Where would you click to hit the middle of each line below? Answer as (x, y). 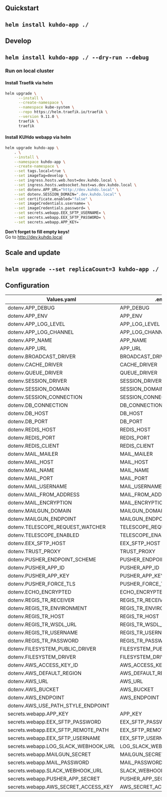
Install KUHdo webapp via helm (38, 137)
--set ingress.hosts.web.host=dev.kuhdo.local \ (65, 180)
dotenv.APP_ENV (28, 316)
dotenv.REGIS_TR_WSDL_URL (42, 625)
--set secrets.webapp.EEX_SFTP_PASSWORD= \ (60, 218)
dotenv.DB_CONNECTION (38, 405)
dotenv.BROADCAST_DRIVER (42, 357)
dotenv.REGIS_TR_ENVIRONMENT (47, 608)
